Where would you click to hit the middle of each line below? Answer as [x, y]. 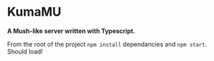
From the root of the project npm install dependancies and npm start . [107, 44]
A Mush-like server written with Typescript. [71, 31]
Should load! [25, 51]
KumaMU [35, 12]
